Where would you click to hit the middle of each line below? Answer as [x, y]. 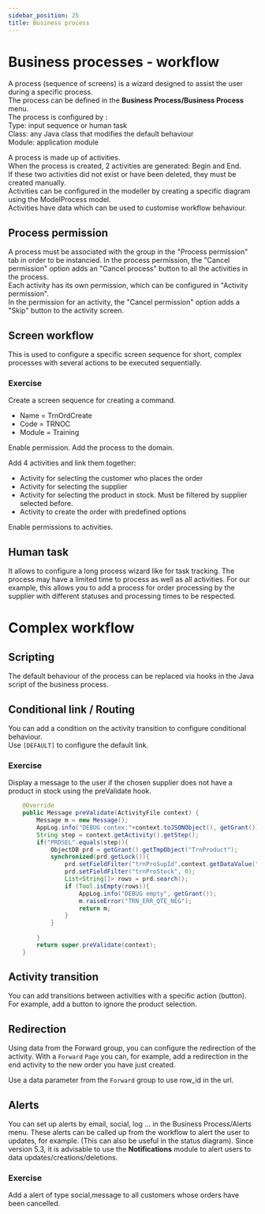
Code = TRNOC [45, 424]
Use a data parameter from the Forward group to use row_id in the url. [121, 1080]
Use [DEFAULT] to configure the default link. [78, 745]
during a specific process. [50, 92]
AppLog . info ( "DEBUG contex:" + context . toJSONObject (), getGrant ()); [149, 827]
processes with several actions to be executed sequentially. [105, 363]
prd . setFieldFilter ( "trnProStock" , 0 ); [130, 872]
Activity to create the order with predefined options [103, 512]
